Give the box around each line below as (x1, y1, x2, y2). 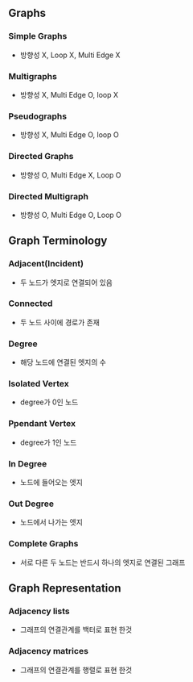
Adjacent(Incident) (8, 258, 84, 270)
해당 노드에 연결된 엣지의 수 (19, 358, 107, 367)
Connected (8, 298, 53, 309)
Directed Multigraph (8, 190, 88, 202)
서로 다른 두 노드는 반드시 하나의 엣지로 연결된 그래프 (19, 557, 186, 567)
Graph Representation (8, 581, 121, 596)
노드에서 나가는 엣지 (19, 517, 83, 527)
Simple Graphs (8, 31, 68, 42)
